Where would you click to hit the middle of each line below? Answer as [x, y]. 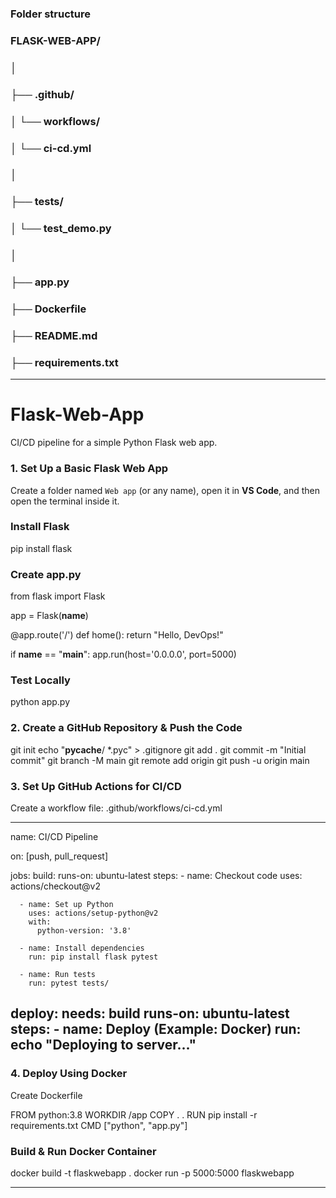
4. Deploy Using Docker [69, 1074]
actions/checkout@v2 [55, 886]
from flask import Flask [58, 596]
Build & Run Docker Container [83, 1151]
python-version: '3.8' [84, 931]
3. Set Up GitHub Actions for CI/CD [96, 786]
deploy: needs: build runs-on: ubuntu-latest [150, 1013]
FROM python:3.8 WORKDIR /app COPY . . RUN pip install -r [134, 1114]
